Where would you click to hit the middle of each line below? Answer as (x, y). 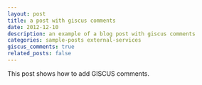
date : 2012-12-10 (33, 27)
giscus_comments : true (41, 47)
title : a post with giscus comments (62, 21)
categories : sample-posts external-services (74, 40)
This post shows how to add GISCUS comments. (79, 73)
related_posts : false (39, 54)
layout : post (27, 14)
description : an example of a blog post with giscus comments (101, 34)
